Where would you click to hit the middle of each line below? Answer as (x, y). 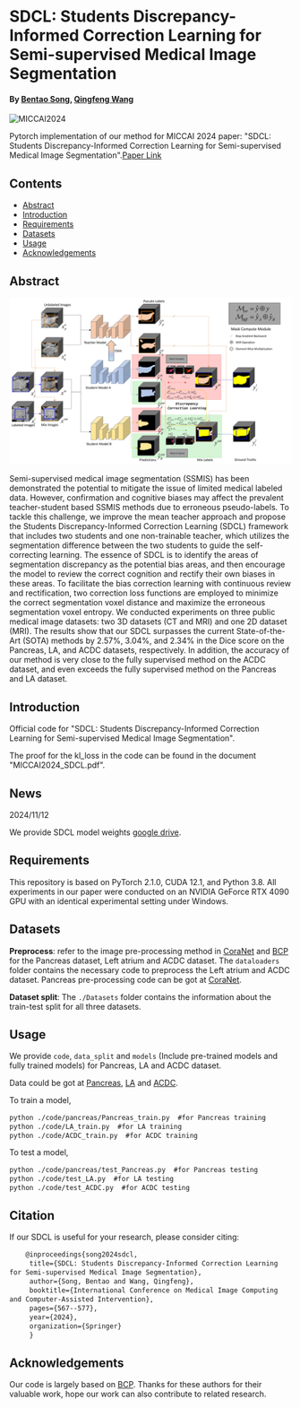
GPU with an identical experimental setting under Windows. (119, 901)
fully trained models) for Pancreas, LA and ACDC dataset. (116, 1065)
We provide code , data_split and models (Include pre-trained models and (144, 1056)
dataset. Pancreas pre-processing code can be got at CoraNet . (125, 979)
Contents (36, 183)
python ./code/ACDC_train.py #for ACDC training (104, 1136)
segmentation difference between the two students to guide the (127, 545)
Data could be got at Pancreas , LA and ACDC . (94, 1083)
